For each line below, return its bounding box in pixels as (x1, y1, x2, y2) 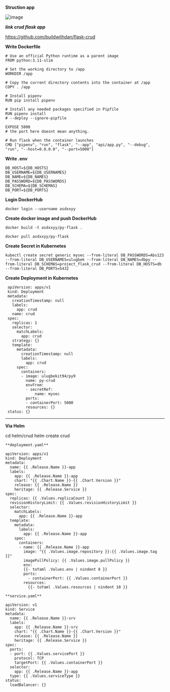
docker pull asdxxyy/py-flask (5, 234, 69, 239)
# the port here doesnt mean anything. (5, 129, 90, 134)
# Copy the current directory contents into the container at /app (5, 80, 151, 85)
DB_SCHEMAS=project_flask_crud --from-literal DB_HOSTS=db (34, 261, 162, 267)
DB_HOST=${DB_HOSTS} (5, 166, 49, 171)
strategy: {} (12, 338, 39, 343)
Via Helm (5, 423, 25, 429)
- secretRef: (25, 387, 53, 392)
